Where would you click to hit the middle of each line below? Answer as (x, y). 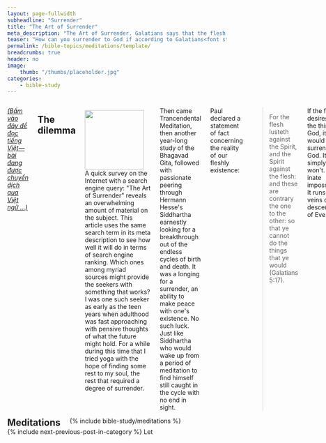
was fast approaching (116, 322)
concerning (226, 141)
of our (219, 156)
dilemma (57, 130)
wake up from (180, 356)
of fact (220, 133)
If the (315, 111)
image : (17, 66)
